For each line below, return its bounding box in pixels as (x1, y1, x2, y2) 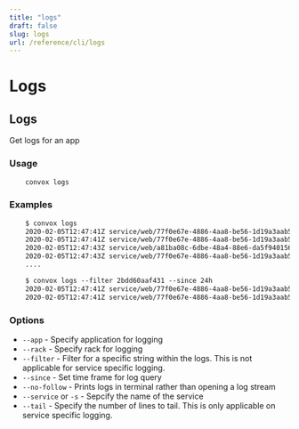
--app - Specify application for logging (21, 334, 163, 344)
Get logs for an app (9, 135, 80, 146)
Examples (9, 198, 53, 211)
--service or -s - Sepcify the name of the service (21, 391, 204, 401)
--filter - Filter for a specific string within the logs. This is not (21, 352, 253, 363)
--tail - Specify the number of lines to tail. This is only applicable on (21, 400, 276, 410)
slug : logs (9, 29, 50, 38)
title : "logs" (9, 12, 62, 22)
